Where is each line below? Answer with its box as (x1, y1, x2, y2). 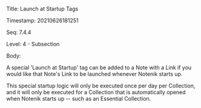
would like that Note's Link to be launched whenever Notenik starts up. (6, 70, 183, 78)
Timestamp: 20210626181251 (6, 17, 79, 24)
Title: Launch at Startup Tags (6, 5, 79, 12)
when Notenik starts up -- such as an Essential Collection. (6, 95, 151, 102)
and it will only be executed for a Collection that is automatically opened (6, 89, 186, 96)
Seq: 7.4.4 (6, 29, 31, 36)
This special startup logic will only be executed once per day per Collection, (6, 82, 196, 89)
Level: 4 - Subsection (6, 41, 60, 47)
